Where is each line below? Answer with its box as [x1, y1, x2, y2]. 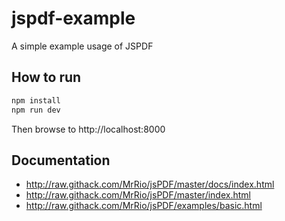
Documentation [11, 152, 111, 169]
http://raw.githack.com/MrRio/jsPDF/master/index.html [25, 189, 251, 201]
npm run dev [11, 105, 61, 115]
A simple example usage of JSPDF [11, 40, 154, 52]
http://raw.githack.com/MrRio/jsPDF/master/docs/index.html [25, 178, 275, 191]
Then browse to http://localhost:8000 [11, 123, 166, 135]
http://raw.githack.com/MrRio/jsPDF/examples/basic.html [25, 200, 263, 212]
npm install [11, 95, 61, 106]
